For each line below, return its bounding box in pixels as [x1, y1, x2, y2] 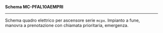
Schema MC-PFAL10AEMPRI [5, 4, 64, 9]
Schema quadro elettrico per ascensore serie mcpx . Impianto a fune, [5, 17, 140, 23]
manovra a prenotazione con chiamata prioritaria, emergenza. [5, 23, 129, 28]
